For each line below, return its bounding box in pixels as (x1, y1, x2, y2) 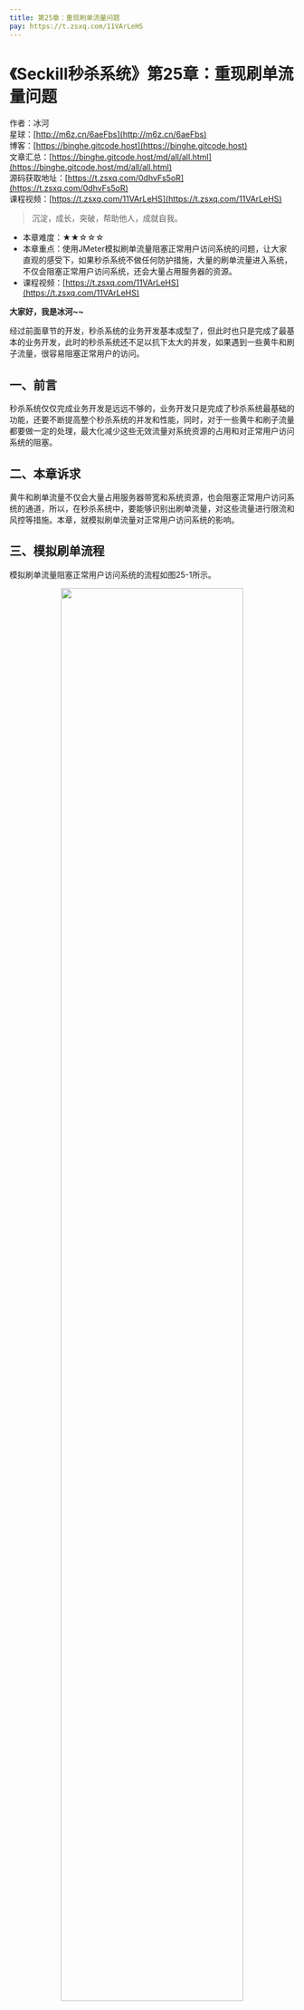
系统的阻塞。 (9, 437, 57, 448)
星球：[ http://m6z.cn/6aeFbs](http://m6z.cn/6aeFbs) (9, 129, 207, 140)
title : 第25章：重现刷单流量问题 (9, 13, 120, 23)
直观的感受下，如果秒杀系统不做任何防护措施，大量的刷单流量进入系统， (22, 255, 292, 265)
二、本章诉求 (9, 466, 81, 481)
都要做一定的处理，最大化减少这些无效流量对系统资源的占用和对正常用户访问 (9, 426, 295, 437)
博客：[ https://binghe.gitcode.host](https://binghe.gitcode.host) (9, 140, 248, 151)
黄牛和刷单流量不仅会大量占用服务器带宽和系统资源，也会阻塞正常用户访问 (9, 492, 287, 503)
